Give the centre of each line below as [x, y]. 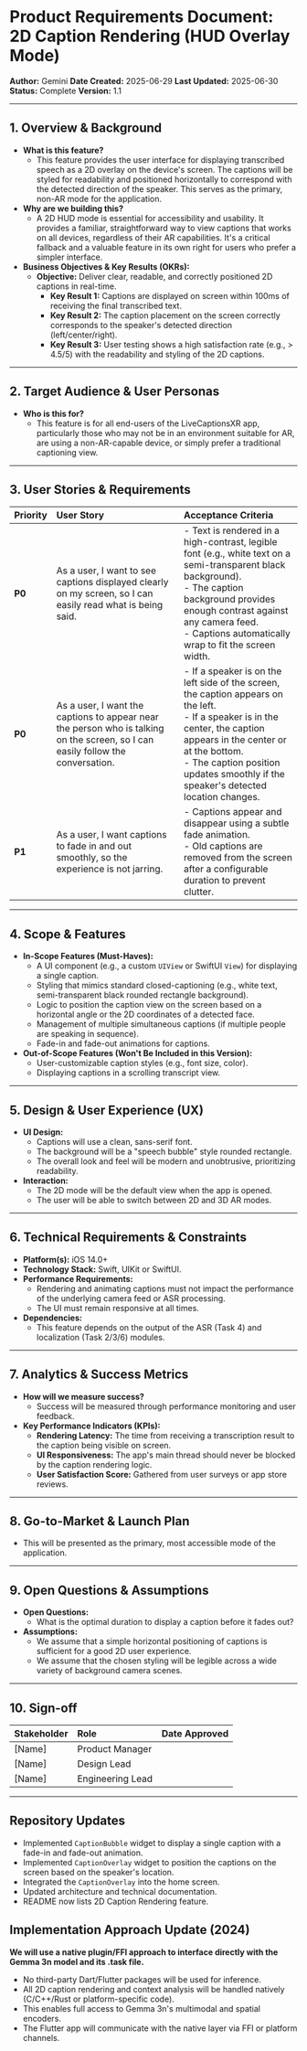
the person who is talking [110, 729]
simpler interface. [69, 257]
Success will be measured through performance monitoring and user [166, 1406]
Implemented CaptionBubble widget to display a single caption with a [152, 1843]
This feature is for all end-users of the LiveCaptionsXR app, [148, 423]
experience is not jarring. [110, 869]
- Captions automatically [237, 634]
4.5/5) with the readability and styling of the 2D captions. [157, 354]
